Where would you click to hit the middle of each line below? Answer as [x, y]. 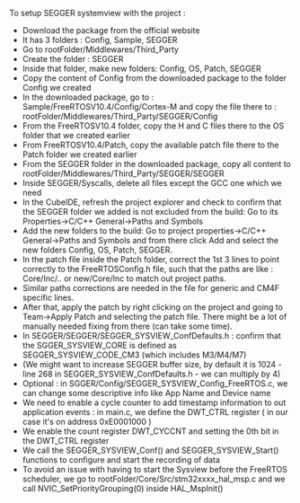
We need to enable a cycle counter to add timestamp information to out [154, 402]
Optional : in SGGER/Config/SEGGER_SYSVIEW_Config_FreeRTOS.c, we [155, 384]
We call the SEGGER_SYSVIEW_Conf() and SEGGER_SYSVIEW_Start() [150, 450]
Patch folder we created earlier [79, 154]
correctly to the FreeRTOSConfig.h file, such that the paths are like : [148, 269]
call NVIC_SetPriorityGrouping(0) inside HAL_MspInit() [123, 488]
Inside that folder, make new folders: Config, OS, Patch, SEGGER [142, 68]
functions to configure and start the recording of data [121, 460]
